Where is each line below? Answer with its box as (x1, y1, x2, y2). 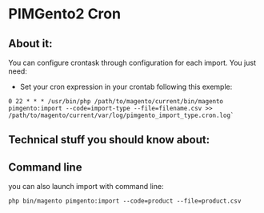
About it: (8, 37, 53, 50)
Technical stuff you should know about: (8, 133, 210, 147)
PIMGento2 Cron (8, 5, 122, 23)
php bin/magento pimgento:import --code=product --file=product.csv (8, 197, 242, 205)
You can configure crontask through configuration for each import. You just (8, 58, 256, 67)
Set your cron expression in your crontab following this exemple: (19, 82, 233, 91)
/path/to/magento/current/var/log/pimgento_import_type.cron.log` (8, 111, 234, 119)
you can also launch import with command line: (8, 182, 164, 191)
